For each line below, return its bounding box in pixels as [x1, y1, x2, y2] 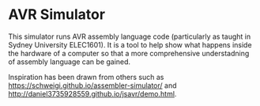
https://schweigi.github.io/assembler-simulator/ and [8, 81, 177, 90]
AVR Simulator [8, 6, 105, 24]
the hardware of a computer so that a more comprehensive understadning [8, 48, 250, 58]
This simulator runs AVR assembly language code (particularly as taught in [8, 32, 251, 41]
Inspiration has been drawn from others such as [8, 72, 164, 81]
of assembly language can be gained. [8, 57, 131, 66]
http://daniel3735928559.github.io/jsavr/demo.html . [8, 89, 177, 98]
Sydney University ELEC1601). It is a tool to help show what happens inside [8, 40, 252, 49]
